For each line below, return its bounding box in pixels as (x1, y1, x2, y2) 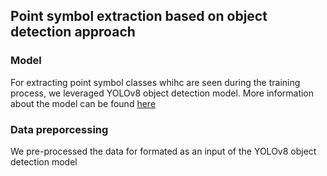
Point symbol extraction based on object (10, 8, 268, 25)
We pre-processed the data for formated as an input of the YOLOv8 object (10, 145, 317, 157)
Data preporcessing (10, 122, 109, 136)
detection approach (10, 24, 136, 41)
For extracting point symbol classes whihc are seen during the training (10, 76, 301, 88)
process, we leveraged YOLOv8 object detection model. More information (10, 87, 315, 99)
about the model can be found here (10, 97, 157, 109)
